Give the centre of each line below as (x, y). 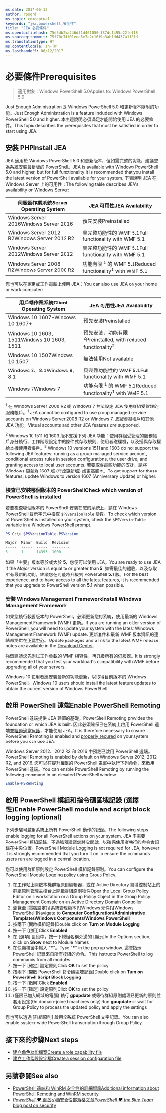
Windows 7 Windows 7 (34, 389)
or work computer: (24, 289)
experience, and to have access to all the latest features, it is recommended (83, 580)
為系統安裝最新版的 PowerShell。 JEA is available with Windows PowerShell (82, 167)
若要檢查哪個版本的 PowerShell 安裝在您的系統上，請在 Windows (71, 508)
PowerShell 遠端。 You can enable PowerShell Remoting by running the (77, 769)
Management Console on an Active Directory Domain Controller (77, 902)
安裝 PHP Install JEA (36, 148)
